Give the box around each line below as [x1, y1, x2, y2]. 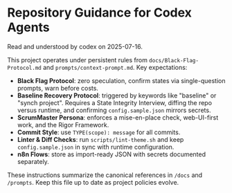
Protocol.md [7, 64, 42, 71]
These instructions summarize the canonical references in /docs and [7, 171, 203, 179]
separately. [17, 157, 50, 165]
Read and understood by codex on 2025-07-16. [7, 42, 143, 50]
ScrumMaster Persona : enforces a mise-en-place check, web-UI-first [17, 113, 219, 122]
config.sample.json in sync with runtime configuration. [17, 143, 175, 151]
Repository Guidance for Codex [7, 5, 193, 21]
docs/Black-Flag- [148, 57, 199, 64]
